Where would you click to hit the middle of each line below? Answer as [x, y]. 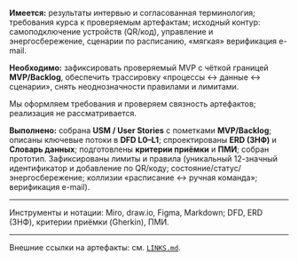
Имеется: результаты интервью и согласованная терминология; [132, 13]
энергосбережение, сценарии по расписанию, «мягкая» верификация [143, 41]
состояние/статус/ [206, 168]
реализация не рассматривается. [73, 113]
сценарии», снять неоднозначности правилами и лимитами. [124, 87]
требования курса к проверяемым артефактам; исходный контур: [135, 22]
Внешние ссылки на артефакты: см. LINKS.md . [95, 247]
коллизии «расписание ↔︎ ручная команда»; [173, 178]
